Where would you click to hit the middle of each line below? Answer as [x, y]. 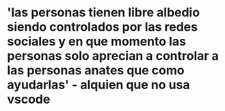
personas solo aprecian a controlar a [113, 56]
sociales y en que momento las [97, 42]
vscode [29, 99]
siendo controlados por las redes [103, 27]
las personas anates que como [96, 70]
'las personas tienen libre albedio [104, 13]
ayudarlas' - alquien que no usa [98, 85]
